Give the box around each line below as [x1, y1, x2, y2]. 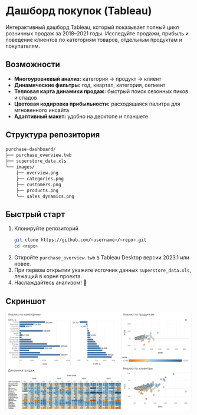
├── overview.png [16, 170, 59, 176]
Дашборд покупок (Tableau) [5, 4, 152, 18]
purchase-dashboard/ [5, 146, 57, 152]
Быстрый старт [5, 209, 65, 219]
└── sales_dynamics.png [16, 193, 75, 199]
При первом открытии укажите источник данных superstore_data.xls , [14, 266, 191, 274]
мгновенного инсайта [14, 106, 69, 113]
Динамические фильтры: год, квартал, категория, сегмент [14, 81, 166, 88]
